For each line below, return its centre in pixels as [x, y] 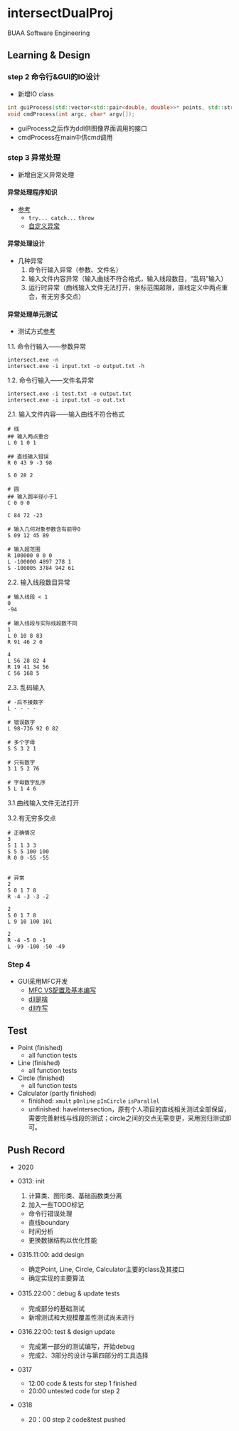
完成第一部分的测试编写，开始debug [81, 1347]
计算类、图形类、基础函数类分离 [75, 1196]
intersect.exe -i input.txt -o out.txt [67, 400]
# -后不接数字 [26, 703]
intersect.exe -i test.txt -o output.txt [70, 394]
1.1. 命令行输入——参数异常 [47, 347]
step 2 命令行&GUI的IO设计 [54, 77]
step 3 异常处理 [34, 158]
